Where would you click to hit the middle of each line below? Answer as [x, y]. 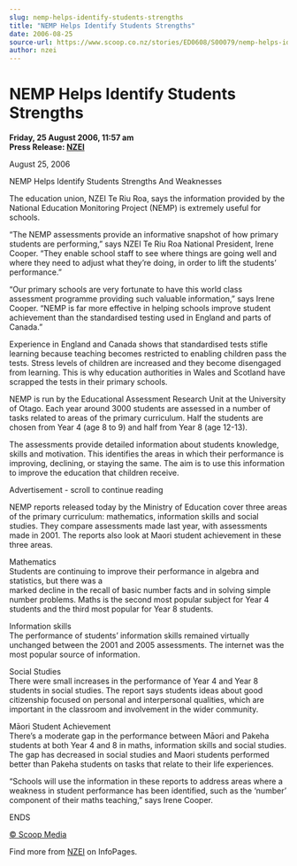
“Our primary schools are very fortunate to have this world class [126, 290]
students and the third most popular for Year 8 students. [111, 609]
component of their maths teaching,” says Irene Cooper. [111, 800]
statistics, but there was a [56, 581]
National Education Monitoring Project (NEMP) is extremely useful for [135, 208]
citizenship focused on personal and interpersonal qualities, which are [137, 700]
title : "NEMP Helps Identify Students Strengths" [103, 26]
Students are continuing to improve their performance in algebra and [134, 572]
